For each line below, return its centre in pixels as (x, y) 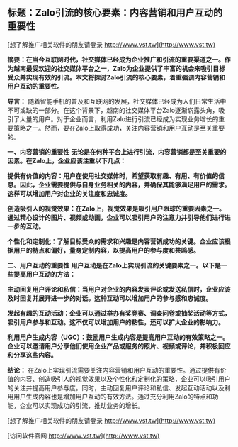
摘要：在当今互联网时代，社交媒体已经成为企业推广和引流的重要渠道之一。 (116, 60)
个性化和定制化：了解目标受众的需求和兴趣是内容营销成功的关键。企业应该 (116, 241)
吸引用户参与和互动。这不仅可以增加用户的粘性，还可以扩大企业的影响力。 (116, 322)
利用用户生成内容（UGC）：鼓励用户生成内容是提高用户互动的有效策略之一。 (118, 337)
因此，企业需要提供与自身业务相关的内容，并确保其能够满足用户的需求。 (125, 184)
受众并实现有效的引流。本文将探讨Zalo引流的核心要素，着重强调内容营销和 (116, 77)
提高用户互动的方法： (44, 274)
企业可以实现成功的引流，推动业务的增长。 (81, 405)
